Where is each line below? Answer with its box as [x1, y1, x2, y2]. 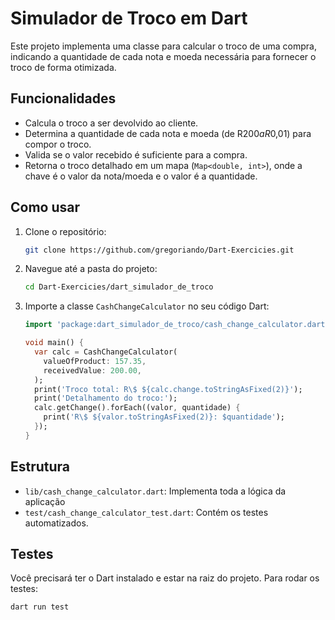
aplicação [24, 495, 66, 507]
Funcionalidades [10, 90, 117, 107]
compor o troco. [24, 138, 92, 150]
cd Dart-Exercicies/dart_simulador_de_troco [24, 282, 214, 292]
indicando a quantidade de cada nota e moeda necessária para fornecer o [10, 50, 317, 62]
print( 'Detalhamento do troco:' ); [34, 393, 178, 404]
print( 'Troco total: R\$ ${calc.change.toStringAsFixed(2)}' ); [34, 384, 303, 394]
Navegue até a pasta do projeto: [24, 263, 158, 275]
